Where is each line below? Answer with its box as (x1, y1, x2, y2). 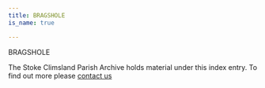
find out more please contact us (8, 71, 112, 80)
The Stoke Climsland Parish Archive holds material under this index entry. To (8, 62, 258, 71)
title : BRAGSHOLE (8, 11, 66, 20)
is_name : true (8, 19, 55, 27)
